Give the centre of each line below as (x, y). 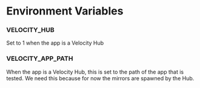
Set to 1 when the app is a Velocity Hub (55, 43)
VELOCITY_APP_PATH (40, 58)
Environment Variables (65, 11)
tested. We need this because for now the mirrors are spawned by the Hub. (100, 78)
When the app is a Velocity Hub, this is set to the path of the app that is (95, 72)
